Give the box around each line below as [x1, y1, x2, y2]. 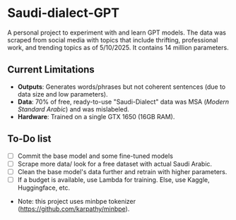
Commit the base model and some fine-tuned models [17, 152, 173, 160]
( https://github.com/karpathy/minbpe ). [17, 204, 130, 213]
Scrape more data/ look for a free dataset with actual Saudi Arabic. [17, 159, 213, 168]
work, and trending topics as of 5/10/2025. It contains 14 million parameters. [7, 43, 229, 51]
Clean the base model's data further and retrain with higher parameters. [17, 167, 228, 176]
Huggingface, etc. [17, 183, 71, 192]
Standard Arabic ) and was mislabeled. [17, 104, 129, 114]
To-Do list [7, 133, 52, 145]
